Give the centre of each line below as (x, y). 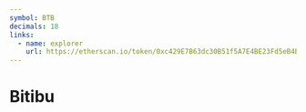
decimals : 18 (34, 26)
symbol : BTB (32, 18)
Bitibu (32, 97)
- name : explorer (51, 43)
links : (22, 35)
